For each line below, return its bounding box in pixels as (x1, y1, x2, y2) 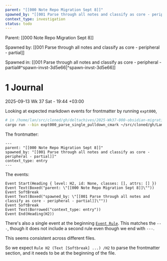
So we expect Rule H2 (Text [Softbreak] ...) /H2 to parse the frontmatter (5, 245, 160, 251)
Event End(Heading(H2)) (5, 211, 55, 216)
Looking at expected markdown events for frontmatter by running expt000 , (5, 108, 158, 114)
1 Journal (5, 82, 44, 93)
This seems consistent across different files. (5, 235, 96, 241)
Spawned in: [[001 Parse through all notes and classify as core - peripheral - (5, 59, 162, 65)
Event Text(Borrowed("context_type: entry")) (5, 207, 101, 212)
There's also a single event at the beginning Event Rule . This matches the (5, 220, 156, 226)
